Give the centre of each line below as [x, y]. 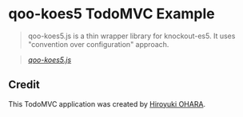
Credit [24, 85]
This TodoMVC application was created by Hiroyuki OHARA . [107, 103]
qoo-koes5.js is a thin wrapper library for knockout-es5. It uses [131, 36]
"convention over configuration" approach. [98, 44]
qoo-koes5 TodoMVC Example [112, 14]
